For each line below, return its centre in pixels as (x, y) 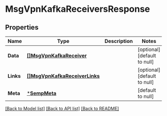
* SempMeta (42, 93)
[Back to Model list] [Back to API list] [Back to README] (62, 109)
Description (119, 41)
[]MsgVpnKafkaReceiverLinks (63, 76)
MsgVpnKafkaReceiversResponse (78, 9)
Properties (22, 27)
